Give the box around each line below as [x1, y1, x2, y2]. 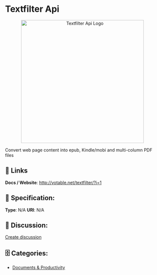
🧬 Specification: [5, 194, 55, 202]
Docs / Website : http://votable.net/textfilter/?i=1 [5, 180, 102, 185]
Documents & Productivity [12, 265, 65, 271]
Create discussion [5, 234, 42, 240]
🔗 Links [5, 166, 28, 175]
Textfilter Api [5, 3, 60, 15]
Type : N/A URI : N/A [5, 207, 45, 213]
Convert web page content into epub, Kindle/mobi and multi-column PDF [5, 147, 153, 153]
